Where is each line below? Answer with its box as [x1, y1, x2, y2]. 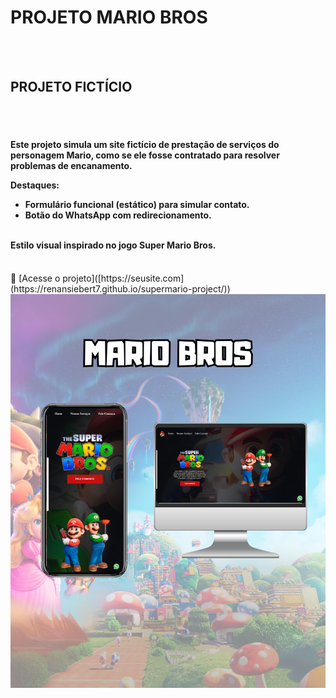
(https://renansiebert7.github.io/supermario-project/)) [10, 282, 231, 295]
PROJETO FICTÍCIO [10, 79, 133, 96]
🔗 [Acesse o [10, 272, 61, 284]
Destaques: [10, 179, 60, 191]
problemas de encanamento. [10, 160, 133, 172]
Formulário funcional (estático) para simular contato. [24, 199, 250, 211]
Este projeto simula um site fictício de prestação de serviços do [10, 139, 280, 151]
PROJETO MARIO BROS [10, 6, 208, 29]
